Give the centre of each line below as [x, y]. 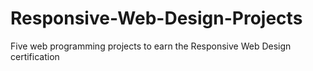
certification [35, 56]
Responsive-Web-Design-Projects [156, 18]
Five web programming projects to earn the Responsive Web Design [151, 46]
